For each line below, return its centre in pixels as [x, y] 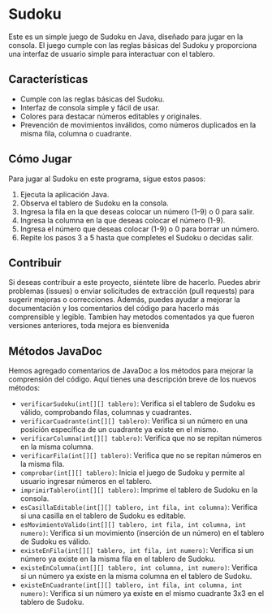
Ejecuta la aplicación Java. [65, 194]
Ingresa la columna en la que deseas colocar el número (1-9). [123, 220]
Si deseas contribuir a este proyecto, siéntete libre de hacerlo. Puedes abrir [135, 283]
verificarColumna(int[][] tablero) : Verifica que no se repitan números [141, 438]
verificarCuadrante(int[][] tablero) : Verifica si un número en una [134, 421]
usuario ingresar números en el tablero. [86, 481]
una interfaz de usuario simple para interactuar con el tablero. [112, 54]
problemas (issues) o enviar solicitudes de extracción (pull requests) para [132, 291]
